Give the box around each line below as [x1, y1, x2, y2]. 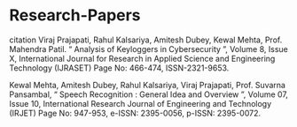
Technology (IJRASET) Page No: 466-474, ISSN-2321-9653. [9, 63, 230, 73]
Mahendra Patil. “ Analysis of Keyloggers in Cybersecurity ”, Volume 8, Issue [9, 43, 288, 54]
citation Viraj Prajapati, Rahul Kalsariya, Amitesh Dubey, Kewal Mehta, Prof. [9, 34, 283, 45]
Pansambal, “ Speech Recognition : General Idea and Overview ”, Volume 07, [9, 89, 288, 100]
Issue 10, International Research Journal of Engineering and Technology [9, 98, 272, 108]
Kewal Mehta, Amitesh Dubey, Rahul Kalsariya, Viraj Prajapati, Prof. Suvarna [9, 79, 286, 90]
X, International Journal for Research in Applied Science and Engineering [9, 53, 276, 63]
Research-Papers [9, 5, 141, 26]
